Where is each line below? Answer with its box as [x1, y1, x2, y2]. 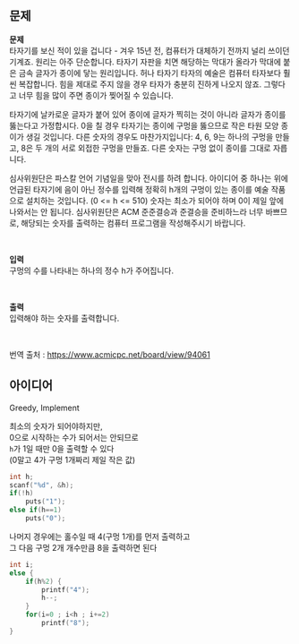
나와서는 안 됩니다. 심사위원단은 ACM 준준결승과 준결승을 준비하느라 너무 [9, 206, 264, 217]
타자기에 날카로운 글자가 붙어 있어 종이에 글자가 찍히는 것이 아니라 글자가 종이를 [9, 108, 286, 119]
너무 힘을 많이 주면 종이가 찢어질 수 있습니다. [18, 90, 175, 100]
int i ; [9, 560, 34, 569]
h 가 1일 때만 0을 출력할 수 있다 [9, 442, 115, 454]
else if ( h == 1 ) [9, 505, 63, 515]
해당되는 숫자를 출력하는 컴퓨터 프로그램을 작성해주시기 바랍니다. [21, 218, 246, 228]
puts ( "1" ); [25, 497, 66, 506]
